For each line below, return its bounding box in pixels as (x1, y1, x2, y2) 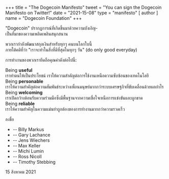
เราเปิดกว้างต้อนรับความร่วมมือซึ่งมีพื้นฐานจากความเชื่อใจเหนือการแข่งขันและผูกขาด (5, 95, 143, 101)
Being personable (5, 79, 43, 84)
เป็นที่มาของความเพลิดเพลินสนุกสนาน (5, 31, 68, 37)
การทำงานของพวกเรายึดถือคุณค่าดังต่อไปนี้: (5, 57, 77, 63)
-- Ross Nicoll (12, 154, 42, 160)
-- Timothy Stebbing (12, 159, 56, 165)
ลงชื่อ (5, 116, 14, 122)
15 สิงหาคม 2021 (5, 169, 36, 175)
